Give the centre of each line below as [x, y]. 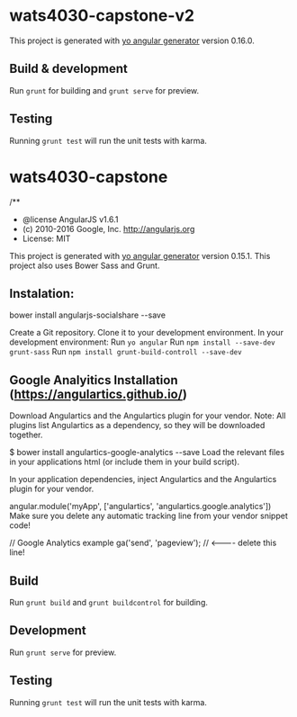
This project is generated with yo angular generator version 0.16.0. [132, 40]
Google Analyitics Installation [94, 380]
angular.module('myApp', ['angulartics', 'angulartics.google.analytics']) [140, 506]
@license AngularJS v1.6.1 [70, 219]
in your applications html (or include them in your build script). [125, 462]
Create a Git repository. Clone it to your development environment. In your [146, 333]
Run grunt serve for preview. [63, 652]
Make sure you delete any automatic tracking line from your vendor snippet [148, 516]
